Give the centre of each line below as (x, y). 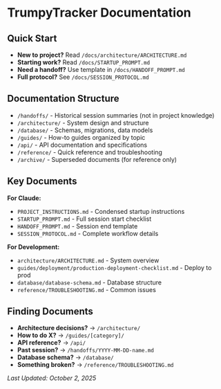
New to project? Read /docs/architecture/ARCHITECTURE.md (102, 55)
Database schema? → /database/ (65, 357)
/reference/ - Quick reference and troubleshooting (89, 152)
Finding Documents (50, 312)
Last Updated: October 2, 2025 (52, 378)
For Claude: (24, 198)
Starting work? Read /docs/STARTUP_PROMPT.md (84, 62)
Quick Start (32, 38)
